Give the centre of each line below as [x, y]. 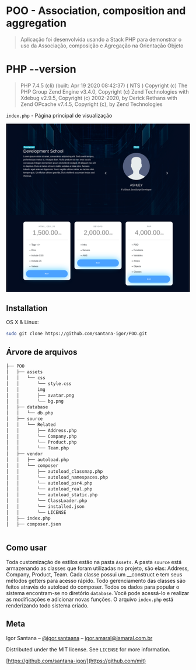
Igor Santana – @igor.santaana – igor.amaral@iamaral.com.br [79, 638]
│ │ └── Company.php [41, 437]
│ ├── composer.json [34, 524]
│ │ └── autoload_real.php [49, 489]
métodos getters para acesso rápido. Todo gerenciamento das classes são [96, 580]
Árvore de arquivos [42, 352]
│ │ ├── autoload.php [37, 460]
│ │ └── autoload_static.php [52, 495]
